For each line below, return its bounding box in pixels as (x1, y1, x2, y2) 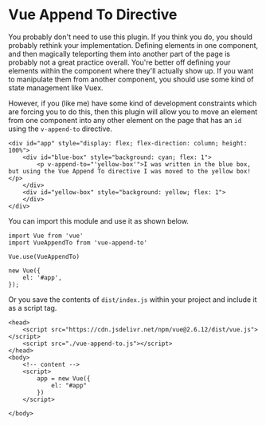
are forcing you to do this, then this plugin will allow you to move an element (8, 106, 257, 117)
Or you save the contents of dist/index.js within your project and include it (8, 294, 257, 304)
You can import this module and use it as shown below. (8, 216, 190, 225)
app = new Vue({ (37, 374, 91, 383)
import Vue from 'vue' (8, 232, 84, 240)
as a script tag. (8, 303, 57, 312)
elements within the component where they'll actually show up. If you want (8, 66, 254, 75)
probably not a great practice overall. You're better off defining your (8, 58, 231, 67)
